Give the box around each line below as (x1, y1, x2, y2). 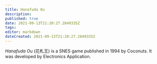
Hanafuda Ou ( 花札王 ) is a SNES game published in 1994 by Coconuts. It (5, 48, 152, 54)
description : (5, 12, 32, 16)
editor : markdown (5, 30, 41, 34)
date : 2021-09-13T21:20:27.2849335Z (5, 20, 80, 26)
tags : (5, 25, 16, 30)
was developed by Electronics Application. (5, 53, 91, 59)
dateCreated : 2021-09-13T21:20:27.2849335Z (5, 34, 96, 39)
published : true (5, 16, 38, 21)
